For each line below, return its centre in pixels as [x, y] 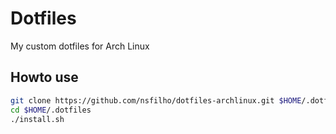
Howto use [44, 77]
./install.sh [37, 119]
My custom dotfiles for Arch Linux [80, 46]
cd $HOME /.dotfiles [51, 110]
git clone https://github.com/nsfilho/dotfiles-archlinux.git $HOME [156, 100]
